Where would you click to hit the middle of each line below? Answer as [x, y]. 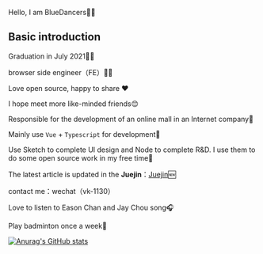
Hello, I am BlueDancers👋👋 [52, 12]
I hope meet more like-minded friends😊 [73, 104]
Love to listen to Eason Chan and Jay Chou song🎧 [91, 207]
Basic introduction [55, 37]
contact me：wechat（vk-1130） [61, 191]
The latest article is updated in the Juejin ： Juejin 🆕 [92, 174]
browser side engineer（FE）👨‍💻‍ [61, 72]
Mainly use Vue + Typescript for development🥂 [84, 134]
